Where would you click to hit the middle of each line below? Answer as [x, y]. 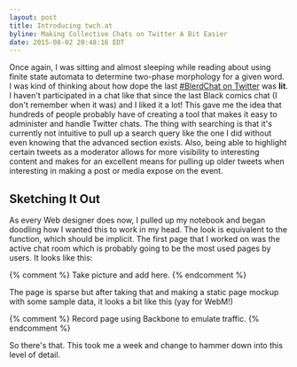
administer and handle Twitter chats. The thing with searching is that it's [141, 124]
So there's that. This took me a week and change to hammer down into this [146, 346]
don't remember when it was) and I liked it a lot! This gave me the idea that [145, 105]
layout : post [33, 17]
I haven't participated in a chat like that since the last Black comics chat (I [143, 96]
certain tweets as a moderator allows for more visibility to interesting [134, 152]
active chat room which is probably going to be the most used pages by [140, 248]
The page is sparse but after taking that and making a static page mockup [144, 293]
